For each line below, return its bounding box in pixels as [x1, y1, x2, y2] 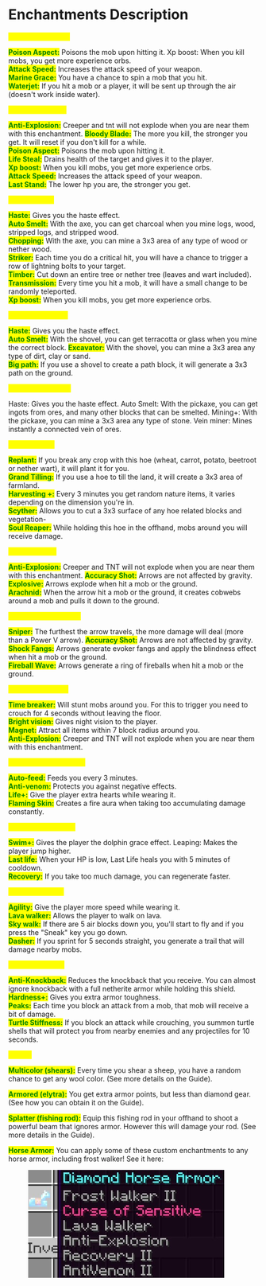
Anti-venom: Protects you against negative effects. [8, 781, 177, 791]
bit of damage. [8, 1009, 56, 1019]
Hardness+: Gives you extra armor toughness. [8, 992, 161, 1002]
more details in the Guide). [8, 1130, 95, 1140]
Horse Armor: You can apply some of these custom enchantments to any [8, 1145, 249, 1155]
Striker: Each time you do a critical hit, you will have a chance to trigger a [8, 252, 249, 262]
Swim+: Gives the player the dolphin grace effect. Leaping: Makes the [8, 837, 238, 847]
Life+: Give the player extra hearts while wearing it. [8, 789, 176, 799]
